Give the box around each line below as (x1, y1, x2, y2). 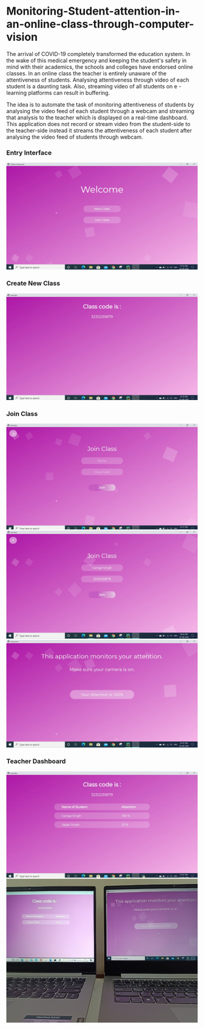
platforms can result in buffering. (28, 89, 110, 96)
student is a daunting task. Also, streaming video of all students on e (6, 82, 178, 90)
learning (6, 89, 27, 96)
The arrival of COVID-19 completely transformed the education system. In (6, 50, 191, 57)
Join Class (6, 410, 38, 418)
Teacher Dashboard (6, 757, 66, 765)
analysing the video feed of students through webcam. (6, 133, 143, 141)
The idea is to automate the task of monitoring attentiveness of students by (6, 100, 194, 108)
